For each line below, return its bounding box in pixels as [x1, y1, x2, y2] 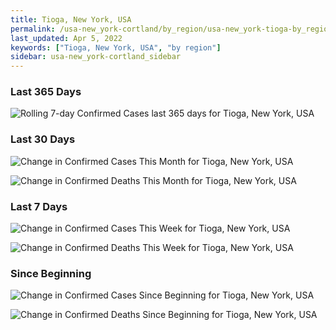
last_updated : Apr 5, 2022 [10, 33, 123, 43]
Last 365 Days [10, 85, 82, 99]
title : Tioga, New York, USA [10, 14, 132, 25]
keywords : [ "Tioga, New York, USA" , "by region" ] [10, 42, 222, 53]
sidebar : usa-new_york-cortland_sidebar [10, 52, 182, 62]
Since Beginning [10, 266, 92, 280]
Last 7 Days [10, 199, 68, 213]
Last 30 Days [10, 132, 76, 146]
